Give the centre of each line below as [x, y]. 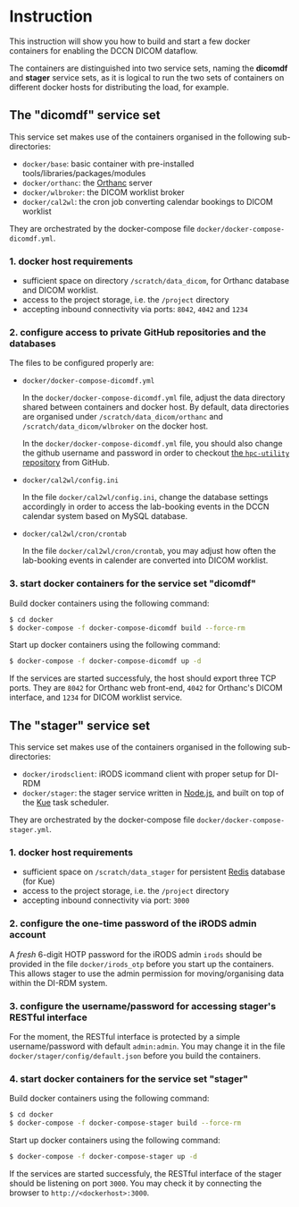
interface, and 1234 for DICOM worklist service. [96, 697]
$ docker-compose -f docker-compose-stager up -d [104, 1157]
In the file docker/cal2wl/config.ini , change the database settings [145, 497]
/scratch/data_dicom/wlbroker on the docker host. [115, 426]
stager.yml [29, 830]
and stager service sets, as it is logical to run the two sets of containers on [147, 77]
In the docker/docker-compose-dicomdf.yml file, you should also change [152, 444]
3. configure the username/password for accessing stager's [143, 1006]
